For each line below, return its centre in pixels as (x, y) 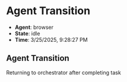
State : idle (27, 33)
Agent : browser (34, 27)
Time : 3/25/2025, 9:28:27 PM (51, 40)
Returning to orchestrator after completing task (64, 73)
